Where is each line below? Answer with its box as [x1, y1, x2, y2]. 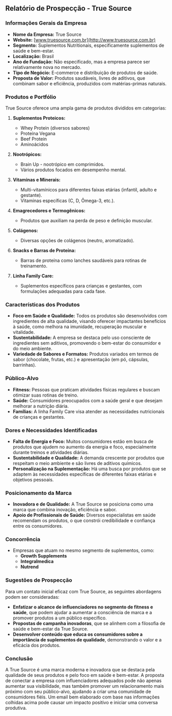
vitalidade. [12, 329, 35, 335]
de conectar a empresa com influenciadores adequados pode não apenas [5, 677, 162, 684]
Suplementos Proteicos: [12, 115, 66, 121]
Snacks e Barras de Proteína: [12, 247, 76, 254]
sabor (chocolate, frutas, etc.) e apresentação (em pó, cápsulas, [12, 356, 149, 363]
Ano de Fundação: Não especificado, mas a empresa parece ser [12, 59, 150, 65]
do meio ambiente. [12, 346, 53, 352]
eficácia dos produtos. [12, 642, 61, 648]
